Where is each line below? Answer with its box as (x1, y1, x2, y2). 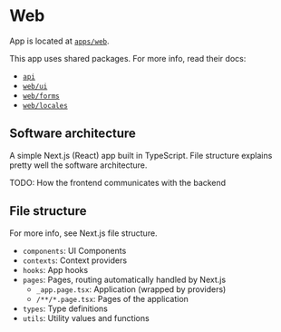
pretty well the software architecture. (9, 160, 148, 171)
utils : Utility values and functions (22, 312, 150, 323)
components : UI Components (22, 245, 127, 256)
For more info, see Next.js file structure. (9, 228, 158, 239)
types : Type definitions (22, 303, 109, 314)
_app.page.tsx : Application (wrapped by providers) (35, 283, 227, 295)
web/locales (22, 101, 68, 110)
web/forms (22, 92, 61, 101)
